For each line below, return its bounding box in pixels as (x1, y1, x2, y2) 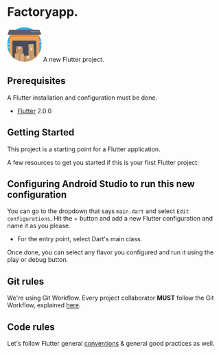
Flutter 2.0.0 (16, 107, 52, 115)
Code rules (7, 321, 55, 333)
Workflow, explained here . (7, 301, 81, 309)
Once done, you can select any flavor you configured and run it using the (7, 248, 214, 256)
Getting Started (7, 126, 75, 138)
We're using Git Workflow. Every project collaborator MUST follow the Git (7, 294, 214, 302)
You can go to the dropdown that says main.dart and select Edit (7, 207, 189, 215)
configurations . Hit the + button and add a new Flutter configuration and (7, 214, 213, 223)
